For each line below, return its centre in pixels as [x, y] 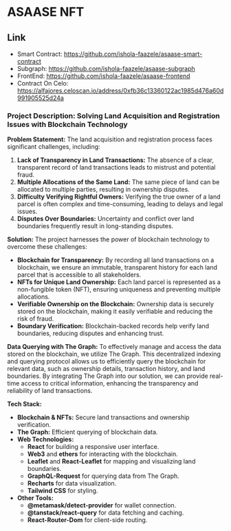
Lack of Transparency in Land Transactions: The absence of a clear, [115, 160]
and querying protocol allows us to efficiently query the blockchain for [107, 361]
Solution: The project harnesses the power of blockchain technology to [108, 239]
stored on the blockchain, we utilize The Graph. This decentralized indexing [114, 354]
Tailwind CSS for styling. [63, 491]
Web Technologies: [45, 439]
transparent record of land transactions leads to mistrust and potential [116, 168]
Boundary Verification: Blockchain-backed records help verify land [113, 326]
